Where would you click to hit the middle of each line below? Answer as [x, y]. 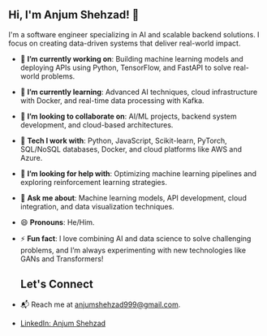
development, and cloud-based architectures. [97, 125]
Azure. [31, 157]
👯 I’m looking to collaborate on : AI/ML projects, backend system [128, 116]
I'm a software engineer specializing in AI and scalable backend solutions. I [134, 34]
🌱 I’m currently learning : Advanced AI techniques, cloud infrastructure [139, 92]
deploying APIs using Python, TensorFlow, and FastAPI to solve [126, 67]
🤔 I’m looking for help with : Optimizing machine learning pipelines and [138, 173]
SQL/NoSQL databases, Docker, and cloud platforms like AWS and [131, 149]
